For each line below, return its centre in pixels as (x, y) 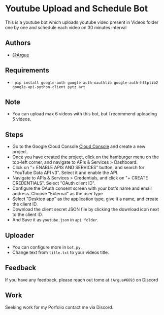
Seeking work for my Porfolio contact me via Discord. (59, 307)
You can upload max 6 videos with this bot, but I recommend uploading (84, 114)
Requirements (27, 70)
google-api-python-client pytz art (49, 87)
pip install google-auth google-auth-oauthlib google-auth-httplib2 (86, 83)
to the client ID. (28, 214)
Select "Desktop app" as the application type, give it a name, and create (85, 199)
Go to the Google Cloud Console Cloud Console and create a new (79, 146)
